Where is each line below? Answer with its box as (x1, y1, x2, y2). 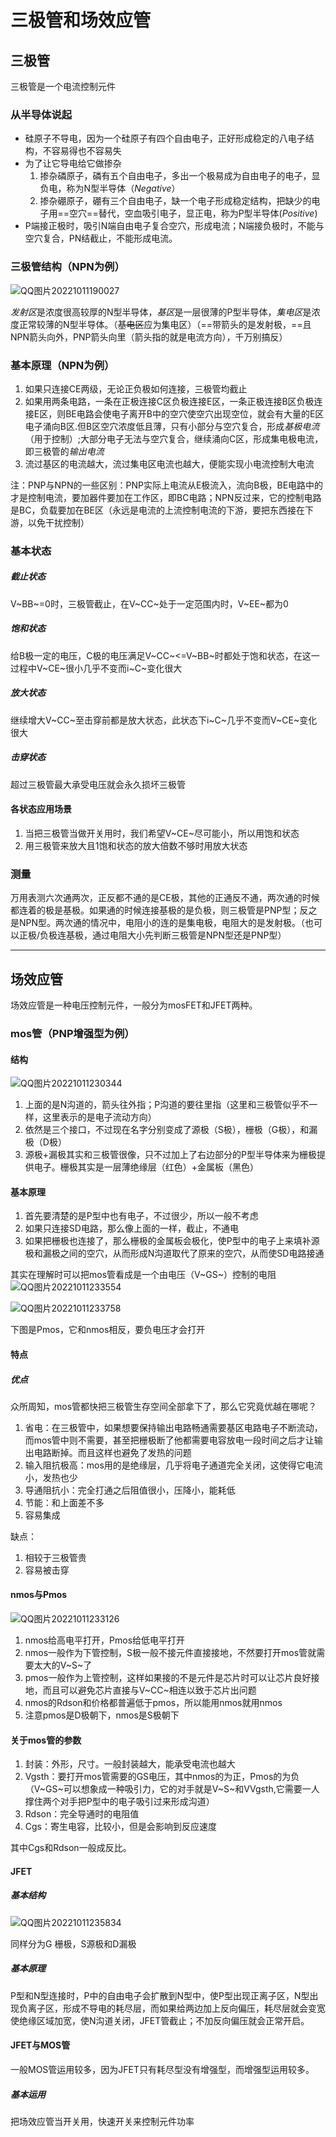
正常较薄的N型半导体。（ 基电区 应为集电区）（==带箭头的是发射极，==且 (18, 318, 312, 330)
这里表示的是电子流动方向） (42, 1111, 157, 1123)
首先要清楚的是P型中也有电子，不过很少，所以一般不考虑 (24, 1210, 259, 1222)
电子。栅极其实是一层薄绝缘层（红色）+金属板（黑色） (33, 1161, 260, 1173)
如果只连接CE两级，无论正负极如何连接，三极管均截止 (24, 382, 248, 395)
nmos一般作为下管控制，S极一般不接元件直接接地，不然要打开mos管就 (24, 1647, 317, 1659)
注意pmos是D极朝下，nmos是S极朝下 (24, 1709, 180, 1721)
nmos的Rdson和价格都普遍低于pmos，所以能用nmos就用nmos (24, 1697, 283, 1709)
